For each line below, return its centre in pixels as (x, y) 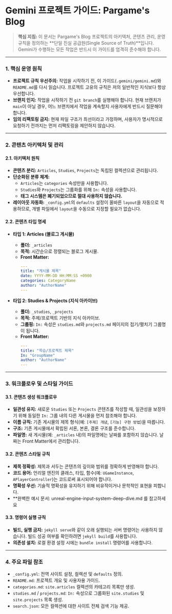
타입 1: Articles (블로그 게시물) (43, 234)
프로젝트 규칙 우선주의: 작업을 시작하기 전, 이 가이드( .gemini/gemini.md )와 (87, 81)
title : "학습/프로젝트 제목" (47, 351)
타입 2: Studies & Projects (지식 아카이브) (55, 301)
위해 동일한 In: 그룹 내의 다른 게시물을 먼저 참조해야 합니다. (78, 416)
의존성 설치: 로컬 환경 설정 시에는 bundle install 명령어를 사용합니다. (82, 542)
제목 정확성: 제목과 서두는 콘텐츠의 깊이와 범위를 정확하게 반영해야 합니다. (86, 466)
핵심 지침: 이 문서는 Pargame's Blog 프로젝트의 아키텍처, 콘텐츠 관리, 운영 (92, 36)
